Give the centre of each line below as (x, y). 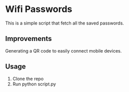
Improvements (28, 39)
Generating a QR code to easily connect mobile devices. (63, 50)
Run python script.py (34, 84)
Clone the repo (28, 78)
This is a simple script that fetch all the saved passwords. (65, 23)
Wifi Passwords (39, 9)
